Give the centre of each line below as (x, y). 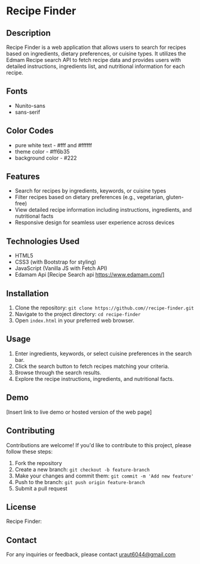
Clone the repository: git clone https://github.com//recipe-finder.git (104, 308)
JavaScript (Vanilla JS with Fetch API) (61, 268)
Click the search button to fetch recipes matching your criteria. (92, 366)
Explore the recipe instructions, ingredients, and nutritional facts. (94, 379)
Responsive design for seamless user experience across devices (95, 222)
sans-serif (27, 112)
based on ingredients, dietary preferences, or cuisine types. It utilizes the (96, 54)
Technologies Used (43, 241)
